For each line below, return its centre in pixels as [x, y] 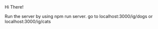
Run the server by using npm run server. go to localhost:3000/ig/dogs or [79, 16]
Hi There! [14, 7]
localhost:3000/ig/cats [28, 22]
